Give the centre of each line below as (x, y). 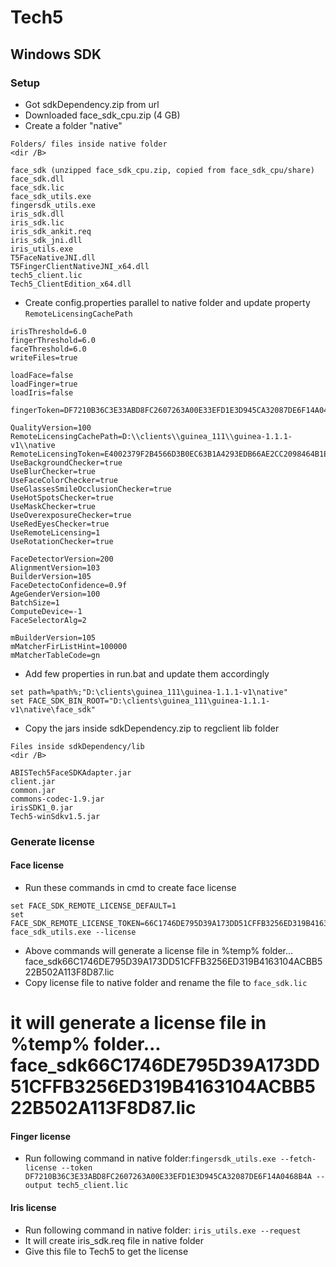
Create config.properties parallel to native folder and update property (167, 302)
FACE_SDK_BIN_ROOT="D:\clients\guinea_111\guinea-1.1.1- (149, 701)
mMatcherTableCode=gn (55, 655)
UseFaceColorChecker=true (64, 480)
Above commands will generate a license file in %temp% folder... (159, 950)
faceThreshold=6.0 (48, 349)
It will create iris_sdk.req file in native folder (114, 1240)
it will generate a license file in (138, 1023)
